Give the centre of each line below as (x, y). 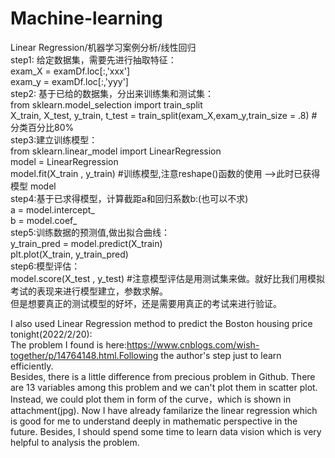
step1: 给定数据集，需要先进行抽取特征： (93, 59)
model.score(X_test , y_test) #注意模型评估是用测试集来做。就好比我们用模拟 (167, 278)
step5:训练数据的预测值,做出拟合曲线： (90, 232)
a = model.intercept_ (52, 209)
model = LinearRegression (64, 161)
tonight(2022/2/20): (51, 334)
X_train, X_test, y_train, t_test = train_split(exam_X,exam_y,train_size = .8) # (164, 115)
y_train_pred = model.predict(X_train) (86, 243)
